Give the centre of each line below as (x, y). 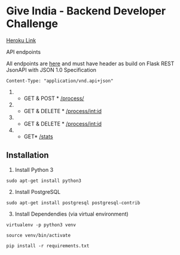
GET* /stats (38, 136)
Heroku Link (21, 40)
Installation (28, 155)
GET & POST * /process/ (54, 98)
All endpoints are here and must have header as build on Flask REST (90, 63)
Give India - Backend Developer (86, 11)
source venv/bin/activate (38, 235)
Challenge (32, 24)
